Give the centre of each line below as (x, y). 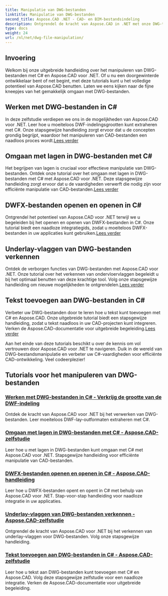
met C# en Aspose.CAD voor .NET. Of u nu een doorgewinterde (93, 75)
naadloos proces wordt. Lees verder (42, 140)
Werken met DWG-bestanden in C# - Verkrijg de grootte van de (83, 397)
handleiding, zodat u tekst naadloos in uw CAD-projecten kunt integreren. (81, 323)
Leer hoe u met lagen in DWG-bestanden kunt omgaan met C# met (74, 450)
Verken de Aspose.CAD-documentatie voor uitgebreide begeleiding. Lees (80, 328)
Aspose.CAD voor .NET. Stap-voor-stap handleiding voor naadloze (74, 496)
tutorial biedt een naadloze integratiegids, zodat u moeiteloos (68, 228)
